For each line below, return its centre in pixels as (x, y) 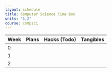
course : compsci (22, 23)
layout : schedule (23, 9)
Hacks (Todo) (60, 39)
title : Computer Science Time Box (40, 14)
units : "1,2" (18, 18)
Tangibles (92, 39)
